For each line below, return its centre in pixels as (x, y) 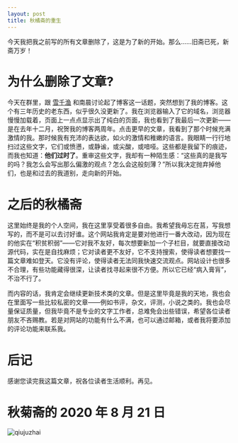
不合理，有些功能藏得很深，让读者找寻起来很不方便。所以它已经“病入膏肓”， (119, 270)
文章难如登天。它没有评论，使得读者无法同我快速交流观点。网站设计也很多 (122, 261)
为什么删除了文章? (61, 81)
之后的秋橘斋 (45, 204)
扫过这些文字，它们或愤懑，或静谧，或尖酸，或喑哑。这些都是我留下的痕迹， (119, 146)
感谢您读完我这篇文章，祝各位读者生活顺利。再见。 (82, 381)
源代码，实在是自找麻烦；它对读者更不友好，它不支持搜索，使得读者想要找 (116, 252)
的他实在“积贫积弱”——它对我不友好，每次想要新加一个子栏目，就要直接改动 (119, 243)
